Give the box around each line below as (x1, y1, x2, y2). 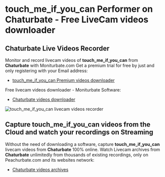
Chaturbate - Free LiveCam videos (5, 14, 149, 25)
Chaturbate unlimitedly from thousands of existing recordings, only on (5, 152, 149, 158)
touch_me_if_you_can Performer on (5, 3, 153, 15)
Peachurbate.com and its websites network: (5, 157, 95, 163)
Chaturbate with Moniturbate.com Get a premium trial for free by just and (5, 63, 155, 68)
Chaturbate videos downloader (12, 96, 75, 102)
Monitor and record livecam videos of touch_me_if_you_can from (5, 57, 138, 63)
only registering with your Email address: (5, 68, 88, 74)
